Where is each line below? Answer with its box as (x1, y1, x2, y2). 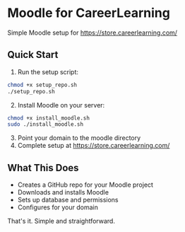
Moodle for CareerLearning (7, 5, 171, 21)
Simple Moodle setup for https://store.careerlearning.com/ (7, 28, 178, 37)
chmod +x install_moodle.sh (7, 115, 90, 122)
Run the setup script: (17, 67, 79, 76)
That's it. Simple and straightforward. (7, 217, 115, 226)
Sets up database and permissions (17, 196, 119, 204)
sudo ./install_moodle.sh (7, 121, 83, 128)
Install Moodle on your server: (17, 100, 105, 109)
